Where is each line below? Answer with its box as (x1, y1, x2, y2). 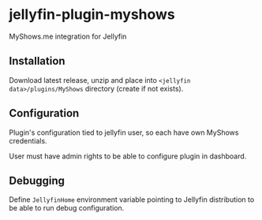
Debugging (9, 173, 65, 187)
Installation (9, 54, 65, 68)
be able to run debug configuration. (9, 203, 125, 213)
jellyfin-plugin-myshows (9, 6, 176, 24)
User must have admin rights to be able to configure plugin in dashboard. (9, 151, 247, 161)
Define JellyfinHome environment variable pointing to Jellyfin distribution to (9, 195, 255, 204)
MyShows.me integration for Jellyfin (9, 32, 127, 41)
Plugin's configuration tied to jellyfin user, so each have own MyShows (9, 128, 239, 137)
